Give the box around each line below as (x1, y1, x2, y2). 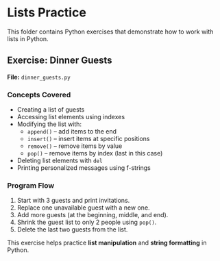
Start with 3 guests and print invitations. (16, 197, 130, 205)
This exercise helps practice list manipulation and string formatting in (7, 238, 207, 247)
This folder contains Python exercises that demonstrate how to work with (7, 27, 214, 36)
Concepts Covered (7, 90, 71, 99)
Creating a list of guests (16, 105, 85, 114)
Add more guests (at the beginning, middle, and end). (16, 211, 169, 219)
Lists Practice (7, 5, 87, 21)
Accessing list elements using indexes (16, 113, 125, 121)
